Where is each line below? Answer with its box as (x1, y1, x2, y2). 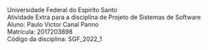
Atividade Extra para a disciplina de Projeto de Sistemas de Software (7, 13, 201, 21)
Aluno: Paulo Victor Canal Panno (7, 21, 100, 28)
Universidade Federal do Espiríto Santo (7, 6, 118, 14)
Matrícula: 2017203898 (7, 27, 73, 36)
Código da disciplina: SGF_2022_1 (7, 35, 102, 43)
